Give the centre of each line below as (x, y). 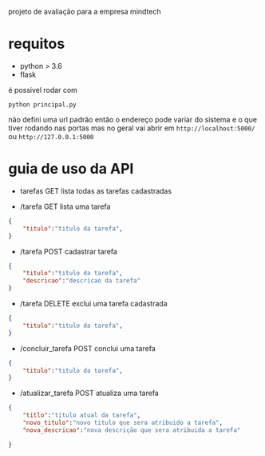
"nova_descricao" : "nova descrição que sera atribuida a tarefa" (132, 430)
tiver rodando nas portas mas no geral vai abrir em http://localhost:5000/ (132, 128)
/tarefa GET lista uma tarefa (65, 206)
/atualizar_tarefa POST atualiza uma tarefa (89, 393)
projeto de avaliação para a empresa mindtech (85, 12)
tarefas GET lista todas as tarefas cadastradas (96, 190)
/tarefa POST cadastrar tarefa (69, 251)
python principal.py (43, 104)
